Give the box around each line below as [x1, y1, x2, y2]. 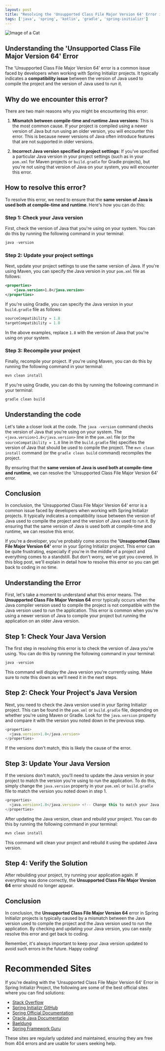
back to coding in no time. [5, 564, 58, 570]
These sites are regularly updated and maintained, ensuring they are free [5, 1035, 153, 1041]
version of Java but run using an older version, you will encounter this [12, 128, 154, 134]
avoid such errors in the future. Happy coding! [5, 946, 99, 952]
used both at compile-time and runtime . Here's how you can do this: [5, 202, 146, 208]
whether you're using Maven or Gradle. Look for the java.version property [5, 712, 156, 718]
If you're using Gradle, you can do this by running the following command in [5, 382, 159, 388]
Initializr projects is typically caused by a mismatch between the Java [5, 915, 145, 921]
